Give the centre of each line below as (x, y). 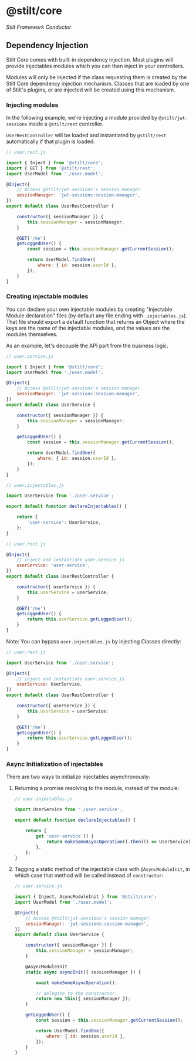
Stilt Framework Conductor (39, 27)
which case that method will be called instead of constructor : (89, 876)
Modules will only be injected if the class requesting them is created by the (97, 77)
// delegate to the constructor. (77, 993)
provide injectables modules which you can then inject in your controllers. (95, 66)
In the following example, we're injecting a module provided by (82, 118)
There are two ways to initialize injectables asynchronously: (78, 777)
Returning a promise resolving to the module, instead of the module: (97, 788)
